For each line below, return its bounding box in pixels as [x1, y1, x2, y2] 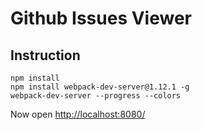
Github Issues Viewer [10, 7, 193, 30]
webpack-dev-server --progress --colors [10, 91, 182, 101]
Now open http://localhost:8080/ [10, 108, 146, 120]
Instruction [10, 47, 81, 64]
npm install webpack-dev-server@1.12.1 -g [10, 82, 190, 92]
